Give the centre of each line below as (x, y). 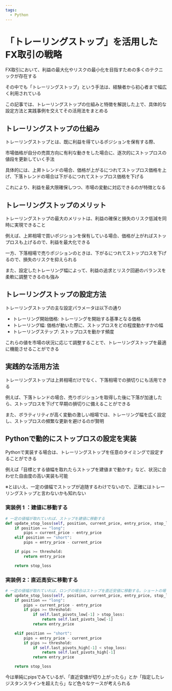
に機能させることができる (32, 349)
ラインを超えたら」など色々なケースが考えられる (79, 683)
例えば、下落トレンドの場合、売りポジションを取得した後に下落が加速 (79, 397)
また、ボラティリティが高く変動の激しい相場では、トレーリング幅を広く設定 (86, 414)
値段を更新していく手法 (30, 159)
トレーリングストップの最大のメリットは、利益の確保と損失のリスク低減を (84, 219)
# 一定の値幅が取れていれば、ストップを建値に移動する (55, 519)
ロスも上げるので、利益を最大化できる (50, 242)
